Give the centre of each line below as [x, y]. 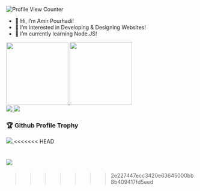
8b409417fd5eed [132, 182]
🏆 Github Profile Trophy [42, 125]
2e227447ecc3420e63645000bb [152, 176]
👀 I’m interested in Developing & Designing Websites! [80, 27]
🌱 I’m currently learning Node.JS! [56, 34]
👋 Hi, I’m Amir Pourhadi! [44, 21]
